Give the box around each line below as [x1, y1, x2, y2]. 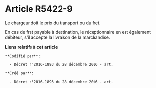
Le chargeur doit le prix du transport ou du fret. [5, 20, 101, 26]
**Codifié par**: [5, 53, 41, 59]
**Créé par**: [5, 70, 34, 76]
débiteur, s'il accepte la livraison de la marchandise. [5, 34, 110, 40]
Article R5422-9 [5, 3, 73, 15]
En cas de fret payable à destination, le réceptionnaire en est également [5, 29, 151, 35]
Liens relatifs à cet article [5, 44, 58, 50]
